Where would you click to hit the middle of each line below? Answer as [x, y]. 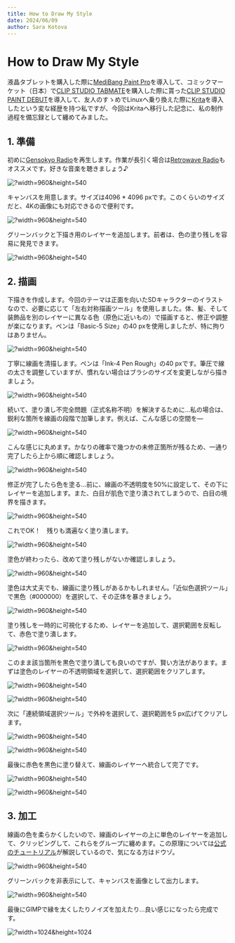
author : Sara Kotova [38, 27]
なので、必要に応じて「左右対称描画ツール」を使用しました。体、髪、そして [118, 308]
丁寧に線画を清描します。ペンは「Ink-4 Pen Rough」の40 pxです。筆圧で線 [116, 363]
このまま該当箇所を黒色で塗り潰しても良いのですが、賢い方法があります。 [114, 662]
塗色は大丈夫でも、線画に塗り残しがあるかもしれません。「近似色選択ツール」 [118, 588]
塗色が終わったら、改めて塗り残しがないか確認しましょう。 [93, 559]
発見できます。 [41, 243]
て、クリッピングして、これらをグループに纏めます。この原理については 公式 [117, 843]
